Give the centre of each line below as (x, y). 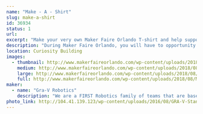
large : (25, 74)
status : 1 (19, 29)
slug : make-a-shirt (31, 17)
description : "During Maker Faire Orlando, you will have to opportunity (101, 46)
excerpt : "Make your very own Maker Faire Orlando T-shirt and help (94, 40)
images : (16, 57)
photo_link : (21, 101)
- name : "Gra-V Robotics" (44, 90)
